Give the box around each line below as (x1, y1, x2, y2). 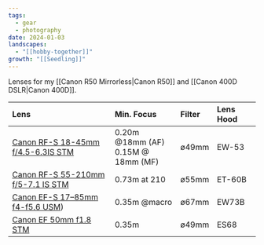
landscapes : (8, 41, 47, 49)
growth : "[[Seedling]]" (8, 56, 86, 64)
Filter (180, 108, 200, 119)
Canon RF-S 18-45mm (12, 137, 101, 148)
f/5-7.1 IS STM (12, 178, 69, 189)
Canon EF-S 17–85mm (12, 192, 98, 203)
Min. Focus (114, 108, 157, 119)
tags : (8, 11, 26, 20)
